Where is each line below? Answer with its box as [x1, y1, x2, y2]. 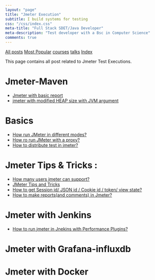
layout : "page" [5, 7, 37, 12]
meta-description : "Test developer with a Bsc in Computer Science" [5, 30, 151, 35]
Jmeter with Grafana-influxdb [5, 243, 131, 255]
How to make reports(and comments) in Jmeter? [12, 192, 112, 198]
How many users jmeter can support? [12, 176, 90, 182]
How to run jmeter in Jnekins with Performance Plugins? [12, 226, 128, 232]
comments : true [5, 35, 37, 40]
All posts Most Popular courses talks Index [5, 48, 93, 55]
